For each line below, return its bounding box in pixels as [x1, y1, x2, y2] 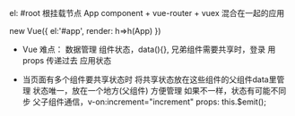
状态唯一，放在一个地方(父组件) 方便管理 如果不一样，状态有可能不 [32, 86, 279, 95]
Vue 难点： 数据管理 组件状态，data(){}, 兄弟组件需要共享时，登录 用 [22, 44, 276, 54]
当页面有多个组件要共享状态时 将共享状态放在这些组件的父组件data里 [22, 74, 277, 85]
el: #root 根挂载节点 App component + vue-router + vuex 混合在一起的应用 [9, 8, 285, 18]
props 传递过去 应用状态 [22, 55, 112, 65]
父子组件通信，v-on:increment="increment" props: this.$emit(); [32, 96, 267, 107]
